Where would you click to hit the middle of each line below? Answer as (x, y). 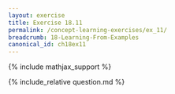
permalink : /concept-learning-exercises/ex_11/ (88, 30)
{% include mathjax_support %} (60, 67)
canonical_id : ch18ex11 (47, 45)
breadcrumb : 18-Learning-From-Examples (74, 37)
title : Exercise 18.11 (45, 23)
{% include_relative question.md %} (67, 82)
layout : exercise (37, 15)
